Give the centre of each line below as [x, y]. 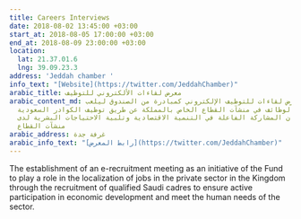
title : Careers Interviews [60, 18]
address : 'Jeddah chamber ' [62, 76]
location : [28, 51]
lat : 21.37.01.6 [47, 59]
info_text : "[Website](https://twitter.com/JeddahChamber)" [124, 84]
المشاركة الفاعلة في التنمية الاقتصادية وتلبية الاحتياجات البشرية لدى [150, 118]
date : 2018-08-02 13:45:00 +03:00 [74, 26]
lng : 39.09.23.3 [47, 68]
